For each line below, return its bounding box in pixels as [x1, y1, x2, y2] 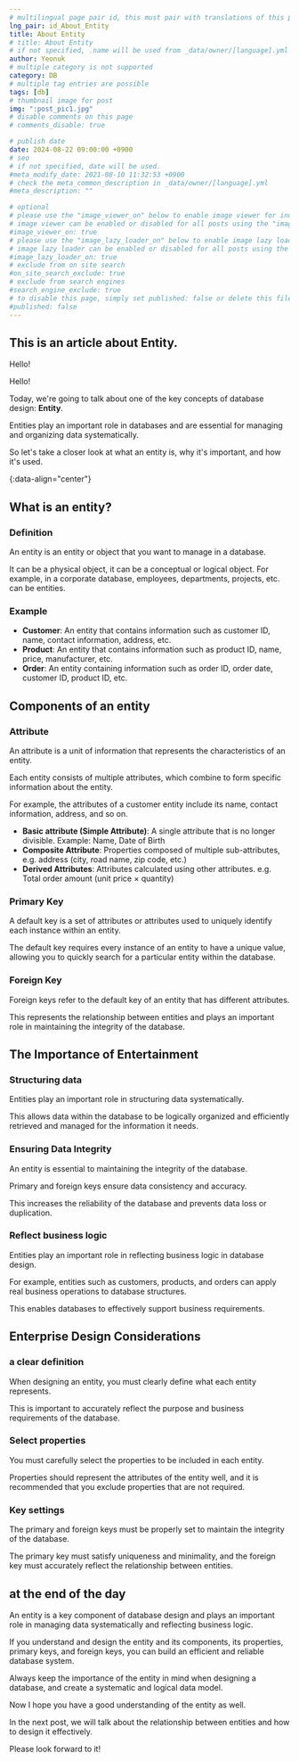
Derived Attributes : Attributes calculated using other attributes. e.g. [21, 863, 271, 874]
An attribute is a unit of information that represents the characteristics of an [9, 745, 287, 756]
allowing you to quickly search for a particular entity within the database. [9, 951, 276, 963]
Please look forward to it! [9, 1743, 101, 1754]
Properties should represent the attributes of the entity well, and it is [9, 1472, 260, 1483]
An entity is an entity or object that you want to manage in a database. [9, 547, 267, 557]
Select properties [9, 1435, 86, 1447]
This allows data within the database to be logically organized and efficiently [9, 1111, 290, 1122]
